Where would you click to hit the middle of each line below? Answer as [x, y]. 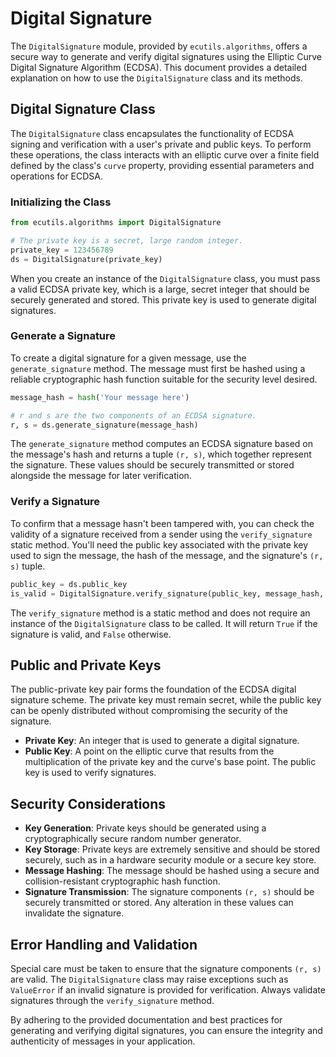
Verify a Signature [55, 502]
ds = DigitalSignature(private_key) [86, 259]
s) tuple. [28, 566]
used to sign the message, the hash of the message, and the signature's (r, [167, 555]
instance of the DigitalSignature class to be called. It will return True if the [164, 623]
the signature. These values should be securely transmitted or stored [152, 465]
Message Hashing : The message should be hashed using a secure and [172, 871]
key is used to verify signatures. [90, 773]
